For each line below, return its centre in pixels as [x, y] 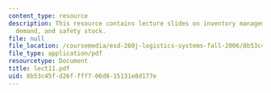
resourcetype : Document [48, 61]
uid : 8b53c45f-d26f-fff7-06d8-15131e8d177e [83, 76]
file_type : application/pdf [56, 53]
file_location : [34, 46]
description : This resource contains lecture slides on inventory [122, 23]
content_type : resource [48, 16]
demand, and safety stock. [61, 31]
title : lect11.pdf [39, 69]
